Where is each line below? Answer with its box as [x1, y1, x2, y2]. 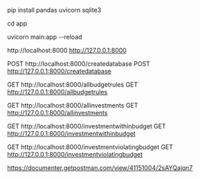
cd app [7, 19, 28, 27]
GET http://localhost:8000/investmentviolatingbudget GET [7, 143, 174, 151]
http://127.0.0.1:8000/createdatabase [7, 67, 112, 75]
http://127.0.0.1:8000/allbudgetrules [7, 88, 108, 96]
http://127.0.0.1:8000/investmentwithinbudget [7, 130, 136, 137]
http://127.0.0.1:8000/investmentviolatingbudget [7, 151, 143, 158]
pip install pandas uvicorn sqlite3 [7, 6, 102, 14]
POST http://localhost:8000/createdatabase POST [7, 60, 151, 68]
